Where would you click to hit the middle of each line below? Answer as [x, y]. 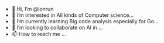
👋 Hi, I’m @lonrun [33, 9]
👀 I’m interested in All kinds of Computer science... [72, 15]
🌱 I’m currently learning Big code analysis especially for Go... [85, 21]
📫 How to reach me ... [39, 34]
